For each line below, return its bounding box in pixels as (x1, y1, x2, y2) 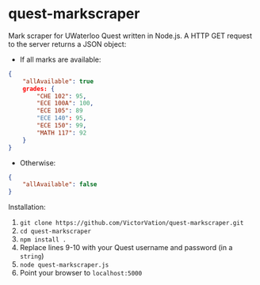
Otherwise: (19, 158, 56, 167)
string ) (19, 251, 44, 261)
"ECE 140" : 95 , (36, 114, 87, 123)
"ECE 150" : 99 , (36, 122, 87, 130)
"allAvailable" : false (22, 180, 97, 188)
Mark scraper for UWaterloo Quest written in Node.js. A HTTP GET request (8, 31, 252, 40)
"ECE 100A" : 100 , (36, 100, 94, 108)
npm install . (19, 236, 67, 244)
